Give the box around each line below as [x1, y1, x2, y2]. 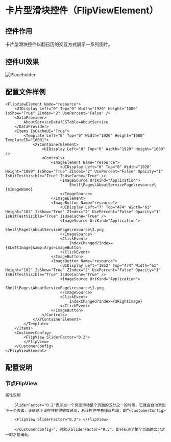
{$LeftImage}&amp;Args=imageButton [5, 245, 81, 250]
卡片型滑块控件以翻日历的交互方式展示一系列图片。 [5, 41, 113, 47]
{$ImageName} [5, 186, 33, 192]
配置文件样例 [5, 88, 46, 96]
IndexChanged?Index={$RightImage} [69, 299, 143, 304]
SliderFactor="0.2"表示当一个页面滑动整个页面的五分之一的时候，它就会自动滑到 [14, 403, 166, 408]
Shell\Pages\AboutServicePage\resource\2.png [5, 227, 104, 232]
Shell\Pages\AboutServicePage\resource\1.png [5, 285, 104, 290]
